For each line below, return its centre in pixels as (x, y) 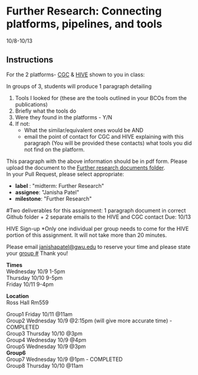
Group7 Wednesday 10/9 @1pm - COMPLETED (64, 359)
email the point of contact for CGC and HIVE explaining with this (104, 136)
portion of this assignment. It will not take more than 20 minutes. (87, 235)
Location (18, 296)
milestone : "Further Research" (53, 199)
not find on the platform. (54, 149)
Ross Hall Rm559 (28, 302)
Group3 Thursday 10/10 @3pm (45, 333)
